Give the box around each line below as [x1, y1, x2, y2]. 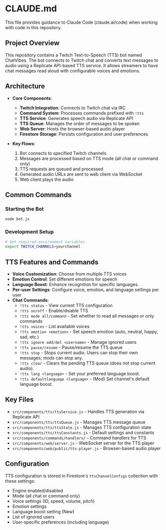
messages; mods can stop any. [19, 355, 83, 361]
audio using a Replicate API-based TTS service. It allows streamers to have [5, 62, 158, 68]
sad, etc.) [19, 334, 40, 340]
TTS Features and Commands [5, 258, 99, 266]
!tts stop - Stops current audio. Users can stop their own [19, 349, 138, 356]
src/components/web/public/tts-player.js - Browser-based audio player [12, 445, 161, 451]
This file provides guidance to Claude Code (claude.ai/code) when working [5, 19, 158, 25]
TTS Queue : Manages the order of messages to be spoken [19, 121, 140, 126]
